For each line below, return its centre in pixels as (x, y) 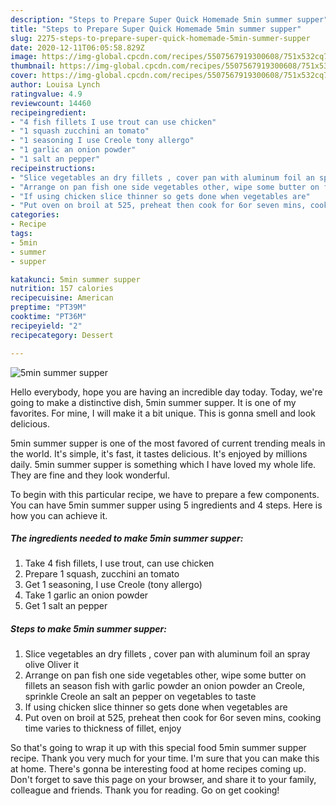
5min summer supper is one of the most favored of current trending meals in (168, 443)
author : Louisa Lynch (55, 85)
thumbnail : (33, 66)
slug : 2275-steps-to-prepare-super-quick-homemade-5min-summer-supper (160, 38)
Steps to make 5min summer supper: (88, 629)
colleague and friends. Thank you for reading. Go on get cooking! (145, 790)
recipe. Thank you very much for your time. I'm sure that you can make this (165, 758)
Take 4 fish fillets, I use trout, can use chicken (119, 563)
